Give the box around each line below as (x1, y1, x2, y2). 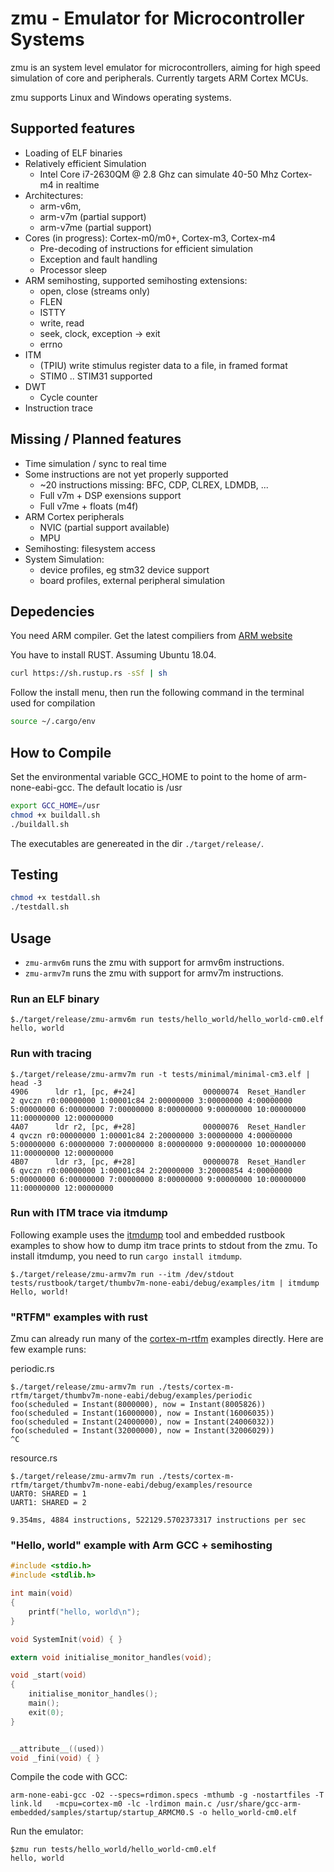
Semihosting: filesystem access (24, 542, 156, 554)
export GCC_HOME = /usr (10, 800, 101, 811)
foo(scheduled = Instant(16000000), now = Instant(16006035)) (10, 1408, 275, 1419)
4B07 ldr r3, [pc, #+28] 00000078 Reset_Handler (10, 1157, 307, 1167)
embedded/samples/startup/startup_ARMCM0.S (10, 1808, 195, 1818)
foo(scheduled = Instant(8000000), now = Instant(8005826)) (10, 1400, 267, 1410)
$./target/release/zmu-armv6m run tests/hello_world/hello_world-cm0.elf (10, 1015, 325, 1025)
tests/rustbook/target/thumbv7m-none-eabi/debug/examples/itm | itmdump (10, 1278, 320, 1288)
